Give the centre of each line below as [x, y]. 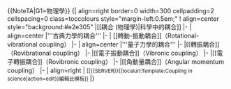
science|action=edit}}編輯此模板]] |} [51, 78]
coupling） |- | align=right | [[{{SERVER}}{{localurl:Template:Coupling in [100, 70]
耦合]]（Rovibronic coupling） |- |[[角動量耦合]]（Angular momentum [125, 62]
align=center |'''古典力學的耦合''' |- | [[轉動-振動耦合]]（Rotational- [103, 35]
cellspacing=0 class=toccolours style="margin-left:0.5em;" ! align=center [113, 19]
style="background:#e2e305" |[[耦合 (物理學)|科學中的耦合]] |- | [99, 27]
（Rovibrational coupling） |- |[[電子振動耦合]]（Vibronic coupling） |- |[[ [112, 53]
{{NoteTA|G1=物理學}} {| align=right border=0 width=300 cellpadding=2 [111, 11]
